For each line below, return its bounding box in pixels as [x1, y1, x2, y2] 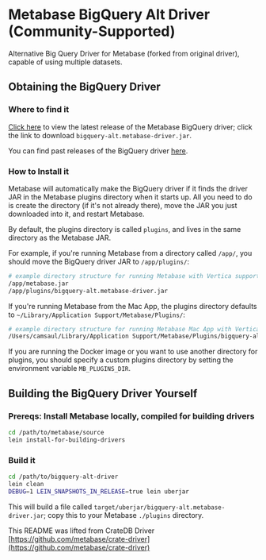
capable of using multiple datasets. [8, 57, 123, 67]
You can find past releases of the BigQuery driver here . [8, 145, 188, 156]
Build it [8, 454, 36, 465]
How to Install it [8, 165, 70, 176]
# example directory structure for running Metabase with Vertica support [8, 272, 260, 280]
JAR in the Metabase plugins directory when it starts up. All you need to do [8, 192, 253, 202]
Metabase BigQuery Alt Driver [8, 6, 211, 24]
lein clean [8, 480, 44, 488]
